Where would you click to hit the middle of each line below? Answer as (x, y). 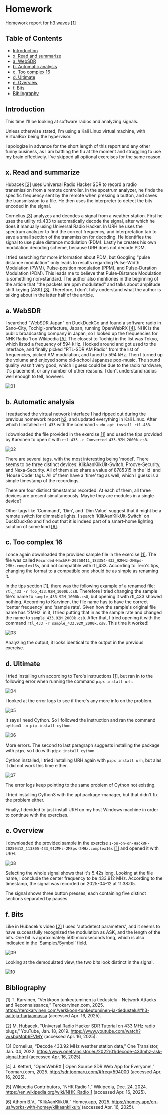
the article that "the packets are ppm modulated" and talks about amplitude (83, 284)
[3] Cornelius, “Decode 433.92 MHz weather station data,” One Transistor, (82, 1046)
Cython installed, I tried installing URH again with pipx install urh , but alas (83, 760)
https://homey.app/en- (135, 1102)
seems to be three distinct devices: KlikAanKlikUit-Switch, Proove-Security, (83, 464)
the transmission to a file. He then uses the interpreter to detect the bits (79, 201)
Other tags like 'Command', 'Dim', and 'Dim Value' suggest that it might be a (83, 510)
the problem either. (25, 800)
